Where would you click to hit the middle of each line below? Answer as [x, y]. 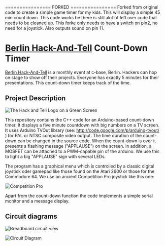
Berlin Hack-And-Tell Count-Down [76, 48]
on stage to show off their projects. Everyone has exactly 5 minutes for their [82, 77]
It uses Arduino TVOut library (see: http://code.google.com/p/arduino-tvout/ [82, 130]
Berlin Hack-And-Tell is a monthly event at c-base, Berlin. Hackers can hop [81, 72]
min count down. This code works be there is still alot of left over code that [81, 18]
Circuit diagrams [31, 217]
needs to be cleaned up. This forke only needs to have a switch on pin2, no [81, 23]
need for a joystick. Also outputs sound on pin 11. [55, 28]
